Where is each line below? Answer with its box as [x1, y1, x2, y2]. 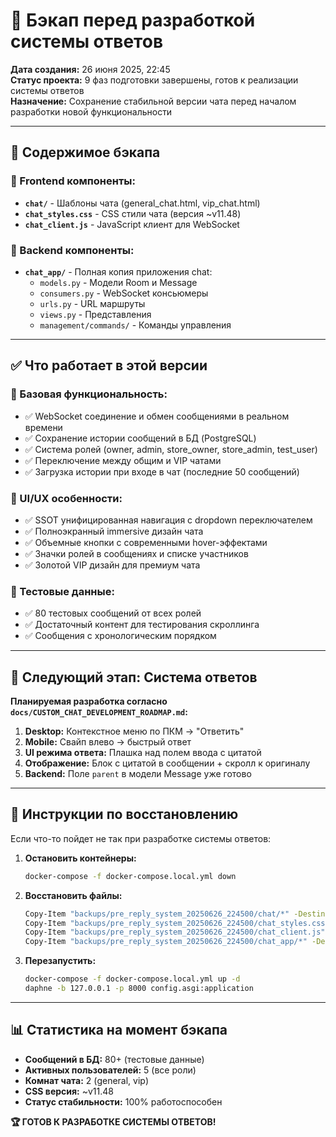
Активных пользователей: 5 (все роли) [24, 1064, 197, 1076]
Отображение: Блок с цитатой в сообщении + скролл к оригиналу [24, 757, 311, 769]
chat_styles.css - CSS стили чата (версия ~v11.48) [24, 207, 242, 219]
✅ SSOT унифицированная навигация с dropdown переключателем [24, 514, 313, 526]
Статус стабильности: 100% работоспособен [24, 1095, 223, 1108]
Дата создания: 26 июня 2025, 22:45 [10, 63, 171, 75]
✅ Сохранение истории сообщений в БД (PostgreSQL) [24, 432, 257, 444]
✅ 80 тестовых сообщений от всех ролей [24, 607, 202, 619]
